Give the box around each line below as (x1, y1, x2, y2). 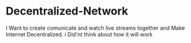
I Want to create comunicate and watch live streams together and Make (5, 24, 186, 31)
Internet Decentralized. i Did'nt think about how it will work (5, 30, 153, 38)
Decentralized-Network (5, 4, 129, 18)
